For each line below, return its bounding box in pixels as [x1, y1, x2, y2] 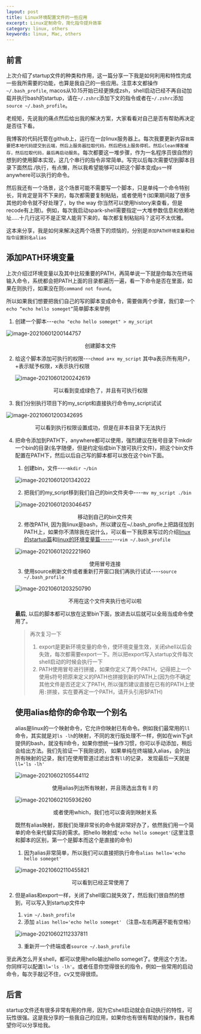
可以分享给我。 [16, 1021, 54, 1029]
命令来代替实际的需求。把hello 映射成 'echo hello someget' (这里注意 [25, 829, 194, 836]
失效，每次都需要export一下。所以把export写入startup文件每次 [38, 650, 193, 658]
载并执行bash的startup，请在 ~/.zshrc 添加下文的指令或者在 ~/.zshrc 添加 [6, 94, 184, 101]
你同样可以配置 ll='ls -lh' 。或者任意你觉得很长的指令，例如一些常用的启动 [6, 963, 193, 970]
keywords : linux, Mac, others [6, 31, 82, 37]
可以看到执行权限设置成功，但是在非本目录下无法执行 [35, 424, 166, 431]
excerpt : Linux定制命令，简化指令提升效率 [6, 20, 102, 26]
